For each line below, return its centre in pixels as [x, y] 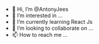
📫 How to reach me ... [40, 35]
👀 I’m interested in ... [37, 15]
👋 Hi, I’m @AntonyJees [40, 9]
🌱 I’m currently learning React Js [52, 22]
